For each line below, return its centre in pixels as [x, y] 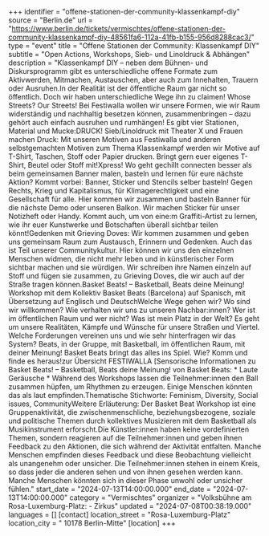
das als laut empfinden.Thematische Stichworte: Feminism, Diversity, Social [133, 395]
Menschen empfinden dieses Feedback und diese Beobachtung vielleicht [130, 455]
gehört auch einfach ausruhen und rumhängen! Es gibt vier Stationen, [124, 122]
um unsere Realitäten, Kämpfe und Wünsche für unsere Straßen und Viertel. [134, 327]
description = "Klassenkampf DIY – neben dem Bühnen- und [108, 63]
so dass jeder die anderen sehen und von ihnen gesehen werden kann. [126, 472]
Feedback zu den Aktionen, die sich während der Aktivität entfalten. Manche [135, 446]
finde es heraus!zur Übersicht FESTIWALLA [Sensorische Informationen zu [132, 361]
